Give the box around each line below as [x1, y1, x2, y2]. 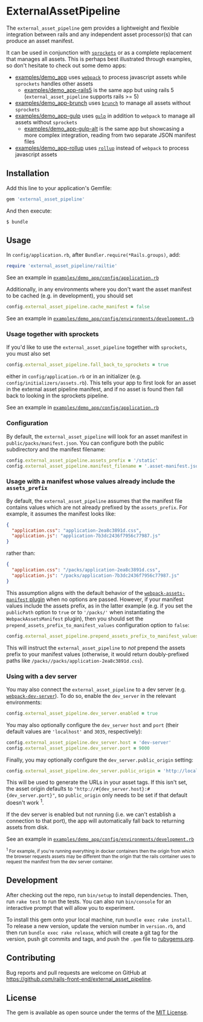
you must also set [6, 350, 50, 357]
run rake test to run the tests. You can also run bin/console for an [6, 898, 172, 905]
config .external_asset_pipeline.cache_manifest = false [6, 304, 150, 310]
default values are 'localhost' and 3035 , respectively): [6, 728, 143, 735]
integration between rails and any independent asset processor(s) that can [6, 30, 192, 38]
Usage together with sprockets [6, 330, 99, 339]
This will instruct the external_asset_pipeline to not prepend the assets [6, 644, 185, 651]
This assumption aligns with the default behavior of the [6, 589, 143, 596]
